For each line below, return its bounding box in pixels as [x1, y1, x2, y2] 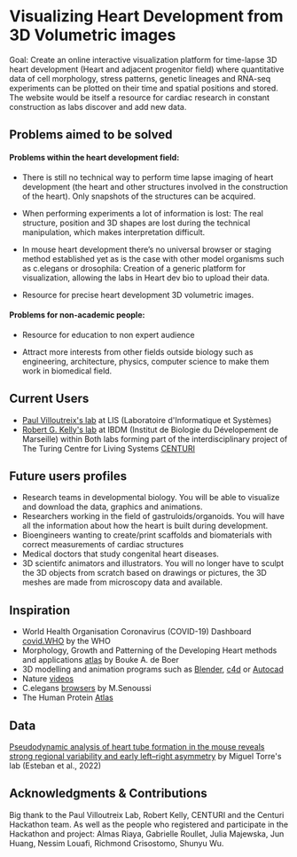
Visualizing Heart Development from [9, 6, 284, 27]
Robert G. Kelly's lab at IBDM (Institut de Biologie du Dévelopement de [21, 424, 279, 435]
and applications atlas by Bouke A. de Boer [21, 655, 179, 665]
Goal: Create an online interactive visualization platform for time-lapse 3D [9, 54, 277, 65]
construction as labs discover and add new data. [9, 101, 187, 112]
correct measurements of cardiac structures [21, 539, 184, 550]
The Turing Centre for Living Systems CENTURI [21, 443, 196, 453]
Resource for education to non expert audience [21, 329, 195, 340]
